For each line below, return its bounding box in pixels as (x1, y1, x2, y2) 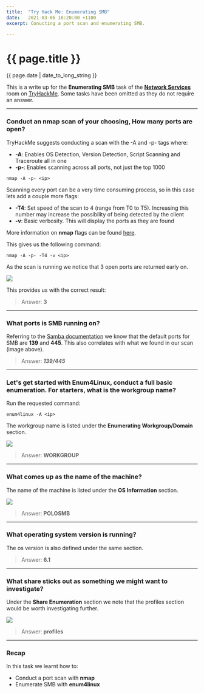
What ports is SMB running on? (6, 319, 100, 327)
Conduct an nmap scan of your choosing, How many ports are (6, 117, 193, 126)
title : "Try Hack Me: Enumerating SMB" (6, 9, 110, 15)
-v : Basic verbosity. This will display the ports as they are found (15, 217, 175, 224)
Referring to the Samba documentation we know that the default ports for (6, 333, 190, 340)
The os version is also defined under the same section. (6, 544, 144, 551)
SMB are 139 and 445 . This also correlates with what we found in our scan (6, 339, 193, 346)
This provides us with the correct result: (6, 286, 106, 294)
